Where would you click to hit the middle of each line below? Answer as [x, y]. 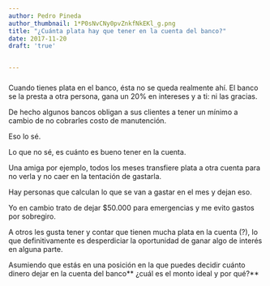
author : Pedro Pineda [45, 16]
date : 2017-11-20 [38, 38]
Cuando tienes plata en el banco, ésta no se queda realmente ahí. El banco [133, 88]
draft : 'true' [32, 46]
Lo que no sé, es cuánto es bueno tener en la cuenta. [97, 152]
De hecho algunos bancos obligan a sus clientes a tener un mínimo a [123, 112]
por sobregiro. [32, 216]
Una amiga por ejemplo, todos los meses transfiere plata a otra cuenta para [135, 168]
